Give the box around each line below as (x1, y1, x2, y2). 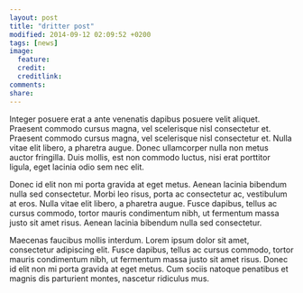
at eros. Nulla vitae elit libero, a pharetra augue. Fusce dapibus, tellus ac (9, 197, 278, 208)
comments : (9, 80, 47, 89)
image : (9, 47, 34, 56)
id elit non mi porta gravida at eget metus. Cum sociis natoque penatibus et (9, 263, 289, 274)
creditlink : (17, 72, 63, 81)
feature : (17, 55, 50, 64)
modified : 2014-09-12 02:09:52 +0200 (9, 30, 151, 39)
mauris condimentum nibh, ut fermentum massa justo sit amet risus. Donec (9, 253, 289, 264)
